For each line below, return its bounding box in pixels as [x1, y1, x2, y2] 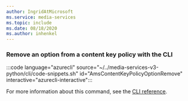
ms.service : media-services [6, 14, 76, 20]
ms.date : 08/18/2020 [6, 25, 58, 31]
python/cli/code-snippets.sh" [6, 70, 79, 77]
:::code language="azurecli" [6, 64, 76, 71]
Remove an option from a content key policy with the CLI [6, 50, 173, 59]
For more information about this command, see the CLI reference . [6, 88, 168, 95]
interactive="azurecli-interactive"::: [6, 77, 93, 84]
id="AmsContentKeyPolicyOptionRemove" [79, 70, 183, 77]
